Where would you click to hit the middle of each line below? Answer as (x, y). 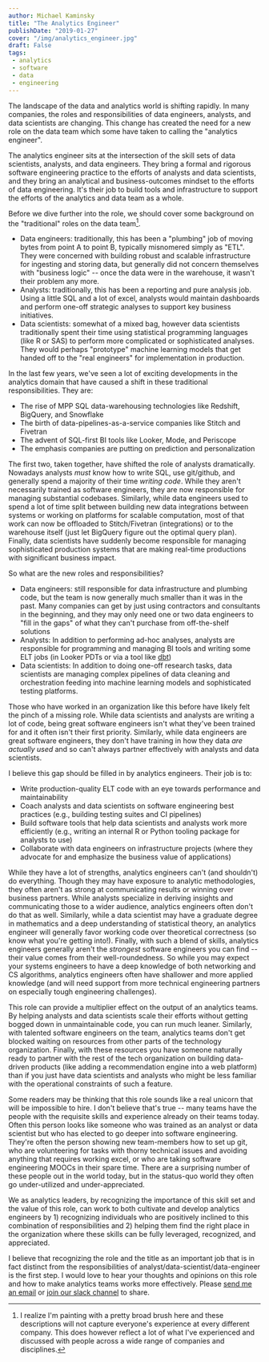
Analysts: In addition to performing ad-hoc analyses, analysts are (127, 640)
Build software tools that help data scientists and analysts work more (133, 823)
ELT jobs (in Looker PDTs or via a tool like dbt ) (96, 657)
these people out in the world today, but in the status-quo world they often (131, 1176)
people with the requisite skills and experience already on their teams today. (134, 1117)
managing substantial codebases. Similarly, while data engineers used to (128, 499)
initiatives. (36, 315)
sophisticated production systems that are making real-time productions (127, 549)
